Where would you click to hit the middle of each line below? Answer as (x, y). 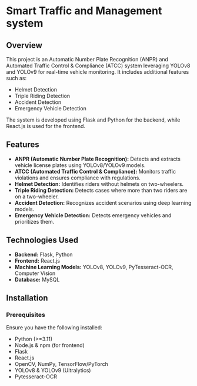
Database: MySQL (37, 279)
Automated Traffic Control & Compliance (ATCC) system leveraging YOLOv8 (98, 66)
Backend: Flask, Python (44, 254)
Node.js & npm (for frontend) (50, 345)
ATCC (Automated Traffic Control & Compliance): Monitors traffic (95, 171)
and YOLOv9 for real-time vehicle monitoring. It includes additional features (98, 72)
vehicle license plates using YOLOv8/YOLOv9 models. (80, 165)
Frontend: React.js (37, 260)
